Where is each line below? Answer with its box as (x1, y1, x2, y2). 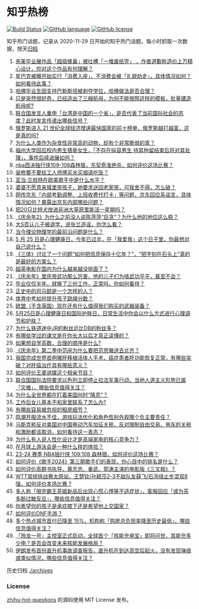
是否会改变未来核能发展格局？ (31, 539, 104, 546)
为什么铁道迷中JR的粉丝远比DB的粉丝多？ (15, 324, 118, 331)
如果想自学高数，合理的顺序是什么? (15, 339, 101, 346)
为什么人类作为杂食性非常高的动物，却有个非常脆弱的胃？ (15, 139, 155, 146)
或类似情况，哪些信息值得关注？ (15, 554, 93, 561)
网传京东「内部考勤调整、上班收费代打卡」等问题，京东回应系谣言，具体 (15, 191, 191, 198)
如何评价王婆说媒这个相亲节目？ (15, 369, 93, 376)
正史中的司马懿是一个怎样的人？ (15, 287, 93, 294)
